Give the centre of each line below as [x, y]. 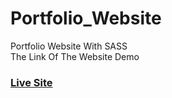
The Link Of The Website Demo [75, 56]
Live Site [31, 82]
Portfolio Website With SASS [69, 46]
